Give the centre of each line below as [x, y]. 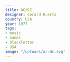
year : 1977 [16, 24]
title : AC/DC [19, 10]
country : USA [19, 19]
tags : [11, 28]
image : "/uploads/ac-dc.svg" [35, 51]
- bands [13, 38]
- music [13, 33]
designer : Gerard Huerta [31, 14]
